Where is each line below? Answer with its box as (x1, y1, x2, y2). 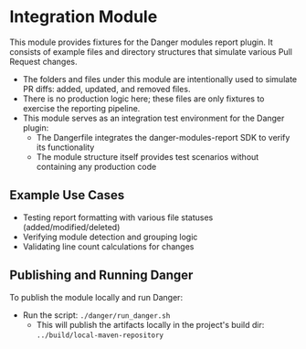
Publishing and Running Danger (9, 268, 194, 283)
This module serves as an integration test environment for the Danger (22, 112, 285, 123)
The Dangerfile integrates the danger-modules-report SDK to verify (36, 132, 290, 143)
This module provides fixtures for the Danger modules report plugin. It (9, 37, 274, 48)
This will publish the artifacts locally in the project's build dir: (36, 319, 265, 330)
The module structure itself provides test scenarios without (36, 151, 259, 162)
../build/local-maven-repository (36, 331, 164, 340)
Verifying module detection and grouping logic (22, 231, 198, 242)
